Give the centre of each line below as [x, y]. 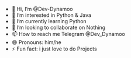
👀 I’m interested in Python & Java [51, 15]
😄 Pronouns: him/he [36, 42]
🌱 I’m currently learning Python [49, 21]
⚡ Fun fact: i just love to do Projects [54, 49]
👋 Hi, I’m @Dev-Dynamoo [42, 9]
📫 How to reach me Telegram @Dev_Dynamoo [68, 34]
